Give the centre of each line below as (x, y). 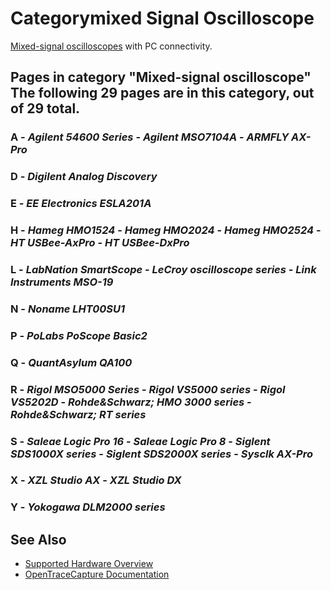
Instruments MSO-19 (62, 282)
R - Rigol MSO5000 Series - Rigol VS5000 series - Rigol (148, 389)
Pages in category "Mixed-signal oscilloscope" (161, 77)
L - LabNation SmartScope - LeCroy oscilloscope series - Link (163, 269)
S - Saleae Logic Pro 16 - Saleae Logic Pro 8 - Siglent (140, 441)
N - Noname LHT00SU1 (67, 309)
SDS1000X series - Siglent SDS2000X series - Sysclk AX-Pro (162, 454)
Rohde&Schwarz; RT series (78, 414)
